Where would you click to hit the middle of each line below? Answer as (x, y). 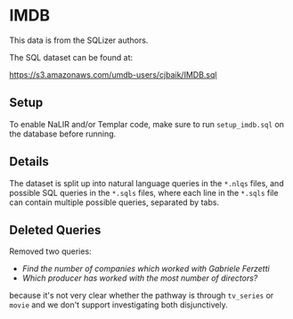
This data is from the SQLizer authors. (79, 40)
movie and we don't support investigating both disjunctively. (119, 305)
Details (29, 162)
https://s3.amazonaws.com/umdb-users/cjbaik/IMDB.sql (113, 74)
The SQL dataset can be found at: (71, 57)
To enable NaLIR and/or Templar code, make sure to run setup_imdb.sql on (147, 124)
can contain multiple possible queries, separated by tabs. (114, 202)
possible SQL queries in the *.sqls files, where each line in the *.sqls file (144, 192)
